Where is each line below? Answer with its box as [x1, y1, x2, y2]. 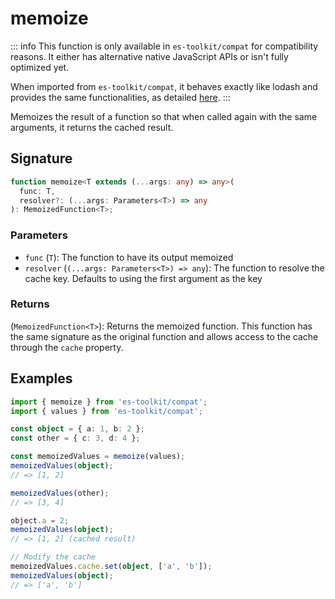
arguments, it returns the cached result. [10, 121, 174, 133]
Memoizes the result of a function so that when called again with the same [10, 110, 318, 122]
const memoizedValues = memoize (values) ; [10, 452, 186, 462]
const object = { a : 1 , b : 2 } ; [10, 424, 145, 434]
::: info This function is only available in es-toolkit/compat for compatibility [10, 40, 319, 52]
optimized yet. [10, 61, 70, 73]
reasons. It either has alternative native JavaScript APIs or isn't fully [10, 50, 289, 62]
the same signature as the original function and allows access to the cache [10, 330, 319, 342]
